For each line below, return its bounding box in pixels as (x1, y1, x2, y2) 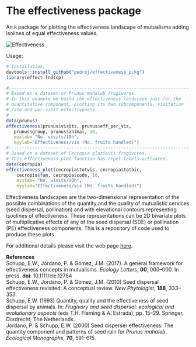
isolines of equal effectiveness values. (6, 29, 98, 36)
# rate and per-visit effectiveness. (6, 107, 98, 113)
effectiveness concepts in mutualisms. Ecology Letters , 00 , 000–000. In (6, 266, 179, 273)
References (6, 253, 35, 261)
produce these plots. (6, 231, 56, 238)
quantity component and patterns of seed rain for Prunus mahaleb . (6, 328, 167, 335)
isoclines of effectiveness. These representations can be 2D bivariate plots (6, 212, 186, 219)
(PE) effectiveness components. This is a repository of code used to (6, 225, 170, 232)
